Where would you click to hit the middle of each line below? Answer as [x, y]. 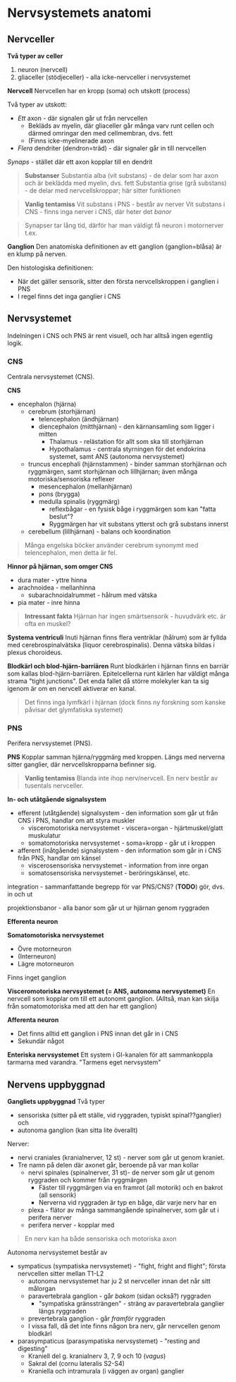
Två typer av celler [35, 56]
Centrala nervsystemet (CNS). [51, 377]
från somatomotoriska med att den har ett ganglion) [82, 1007]
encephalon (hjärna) [47, 404]
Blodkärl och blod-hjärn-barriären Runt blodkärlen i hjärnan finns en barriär [118, 666]
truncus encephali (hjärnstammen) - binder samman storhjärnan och [128, 464]
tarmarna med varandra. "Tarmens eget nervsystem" [84, 1062]
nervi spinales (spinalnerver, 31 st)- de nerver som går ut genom [121, 1172]
